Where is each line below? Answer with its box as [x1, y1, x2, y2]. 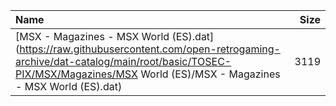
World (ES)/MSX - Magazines [140, 67, 281, 81]
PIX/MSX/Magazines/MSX [15, 67, 138, 81]
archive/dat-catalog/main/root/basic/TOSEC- [15, 55, 232, 68]
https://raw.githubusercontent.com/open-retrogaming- [19, 42, 281, 56]
